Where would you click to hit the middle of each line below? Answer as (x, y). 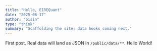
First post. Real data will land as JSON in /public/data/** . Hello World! (79, 43)
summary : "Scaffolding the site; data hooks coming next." (69, 29)
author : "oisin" (22, 19)
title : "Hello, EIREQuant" (34, 10)
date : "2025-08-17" (26, 15)
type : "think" (20, 24)
